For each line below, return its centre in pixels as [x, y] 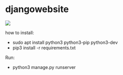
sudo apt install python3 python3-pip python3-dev [65, 42]
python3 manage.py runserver [44, 67]
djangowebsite [37, 9]
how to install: [20, 32]
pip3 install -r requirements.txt [44, 48]
